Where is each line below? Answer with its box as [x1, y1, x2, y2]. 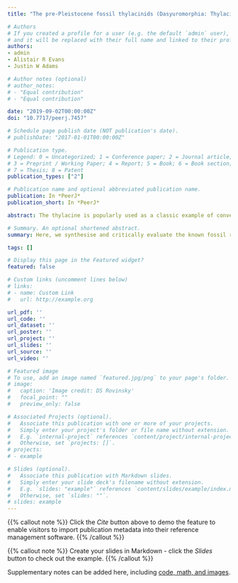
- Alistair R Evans [7, 56, 65, 64]
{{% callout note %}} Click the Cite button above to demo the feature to [7, 518, 216, 526]
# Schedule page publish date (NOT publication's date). [7, 128, 179, 135]
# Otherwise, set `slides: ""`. [7, 492, 110, 499]
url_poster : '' [7, 329, 52, 336]
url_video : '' [7, 355, 50, 362]
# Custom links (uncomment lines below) [7, 276, 129, 283]
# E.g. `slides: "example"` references [7, 485, 132, 492]
